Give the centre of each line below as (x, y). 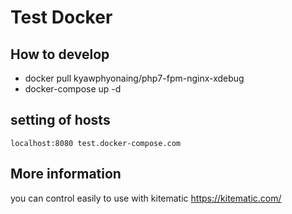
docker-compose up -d (73, 89)
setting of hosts (60, 120)
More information (66, 174)
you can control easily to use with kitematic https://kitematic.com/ (146, 198)
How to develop (60, 54)
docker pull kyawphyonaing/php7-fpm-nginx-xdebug (134, 78)
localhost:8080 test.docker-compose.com (96, 143)
